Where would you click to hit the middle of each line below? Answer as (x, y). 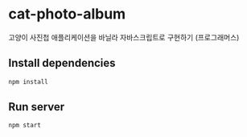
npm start (25, 126)
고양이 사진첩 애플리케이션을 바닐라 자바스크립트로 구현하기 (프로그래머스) (124, 37)
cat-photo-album (67, 14)
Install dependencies (62, 63)
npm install (28, 81)
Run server (37, 107)
